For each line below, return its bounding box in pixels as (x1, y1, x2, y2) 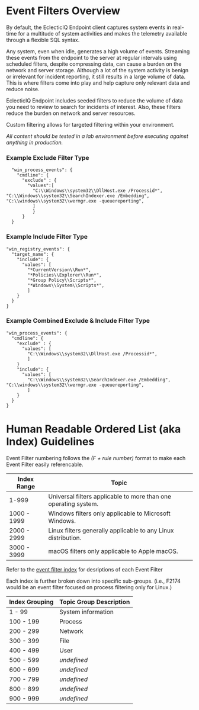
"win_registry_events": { (6, 246, 70, 252)
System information (59, 608, 114, 616)
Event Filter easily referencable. (6, 461, 84, 468)
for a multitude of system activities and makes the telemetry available (18, 30, 188, 37)
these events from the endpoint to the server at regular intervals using (6, 54, 177, 61)
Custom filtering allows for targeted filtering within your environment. (6, 121, 175, 128)
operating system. (48, 499, 99, 507)
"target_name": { (11, 251, 54, 257)
